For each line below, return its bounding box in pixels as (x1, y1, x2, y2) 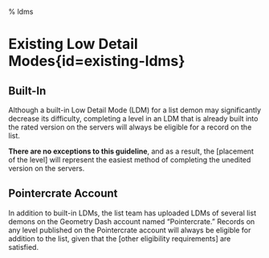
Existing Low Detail (8, 35, 138, 53)
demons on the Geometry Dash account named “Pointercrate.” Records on (8, 216, 255, 226)
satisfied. (8, 242, 39, 252)
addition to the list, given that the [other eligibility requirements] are (8, 233, 231, 244)
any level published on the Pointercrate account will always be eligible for (8, 225, 251, 235)
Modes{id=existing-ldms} (8, 52, 185, 71)
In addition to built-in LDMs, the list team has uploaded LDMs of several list (8, 208, 257, 218)
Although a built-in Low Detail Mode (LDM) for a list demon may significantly (8, 105, 262, 115)
